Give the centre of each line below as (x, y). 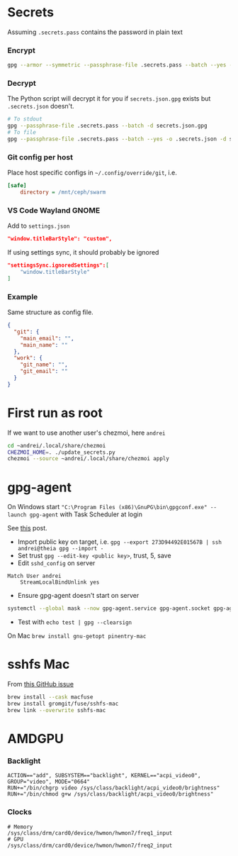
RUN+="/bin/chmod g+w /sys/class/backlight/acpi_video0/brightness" (110, 794)
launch (17, 515)
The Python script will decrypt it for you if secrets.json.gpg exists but (109, 99)
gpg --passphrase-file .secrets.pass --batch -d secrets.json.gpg (107, 126)
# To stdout (25, 119)
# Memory (20, 827)
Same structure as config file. (50, 312)
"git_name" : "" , (44, 365)
